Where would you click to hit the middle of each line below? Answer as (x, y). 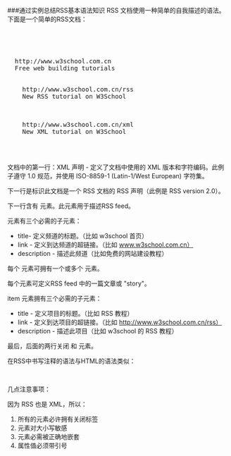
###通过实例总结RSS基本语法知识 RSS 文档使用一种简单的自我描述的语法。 (116, 10)
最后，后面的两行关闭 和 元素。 (52, 346)
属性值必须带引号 (42, 445)
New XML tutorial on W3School (74, 131)
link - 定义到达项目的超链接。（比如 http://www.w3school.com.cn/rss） (120, 322)
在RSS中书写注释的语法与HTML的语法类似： (71, 361)
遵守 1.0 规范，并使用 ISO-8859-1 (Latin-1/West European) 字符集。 (111, 176)
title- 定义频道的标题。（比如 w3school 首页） (83, 236)
